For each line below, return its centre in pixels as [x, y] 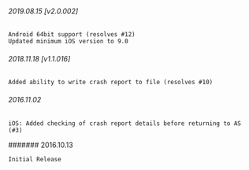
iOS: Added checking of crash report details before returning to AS [125, 123]
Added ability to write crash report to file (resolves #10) [111, 83]
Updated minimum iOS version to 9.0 [68, 42]
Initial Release [35, 159]
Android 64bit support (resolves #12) [72, 35]
